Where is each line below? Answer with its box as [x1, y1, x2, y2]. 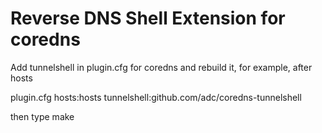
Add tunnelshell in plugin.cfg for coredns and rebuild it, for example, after [10, 61, 313, 73]
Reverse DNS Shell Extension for [10, 7, 286, 30]
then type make [10, 110, 75, 122]
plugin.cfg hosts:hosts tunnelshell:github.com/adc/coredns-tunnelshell [10, 91, 302, 103]
